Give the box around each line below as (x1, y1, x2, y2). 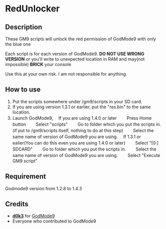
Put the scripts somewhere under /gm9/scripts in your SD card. (12, 98, 143, 104)
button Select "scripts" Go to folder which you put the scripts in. (12, 121, 162, 127)
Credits (5, 200, 29, 209)
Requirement (5, 172, 46, 181)
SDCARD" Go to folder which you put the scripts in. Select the (12, 146, 157, 152)
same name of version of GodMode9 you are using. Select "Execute (12, 152, 161, 158)
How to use (5, 85, 41, 94)
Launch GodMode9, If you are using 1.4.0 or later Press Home (12, 115, 152, 121)
